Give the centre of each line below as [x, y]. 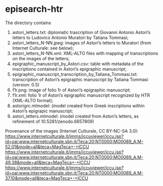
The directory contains [28, 23]
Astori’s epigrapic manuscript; [43, 111]
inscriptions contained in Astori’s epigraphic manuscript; [69, 69]
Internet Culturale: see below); [43, 48]
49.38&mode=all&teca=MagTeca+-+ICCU [48, 162]
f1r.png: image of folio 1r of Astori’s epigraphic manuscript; [71, 90]
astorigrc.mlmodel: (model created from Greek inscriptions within [78, 106]
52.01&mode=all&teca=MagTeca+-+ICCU [47, 147]
